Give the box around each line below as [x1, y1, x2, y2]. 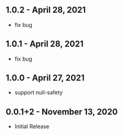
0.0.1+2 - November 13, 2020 [5, 106, 118, 117]
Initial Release [14, 123, 50, 130]
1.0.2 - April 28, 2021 [5, 5, 86, 15]
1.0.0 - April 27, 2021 [5, 73, 85, 83]
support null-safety [14, 89, 63, 97]
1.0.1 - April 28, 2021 [5, 39, 84, 49]
